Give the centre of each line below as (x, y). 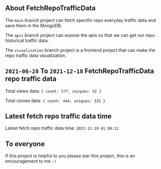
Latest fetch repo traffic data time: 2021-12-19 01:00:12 (62, 128)
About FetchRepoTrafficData (50, 8)
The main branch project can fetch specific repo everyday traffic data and (80, 20)
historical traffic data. (27, 40)
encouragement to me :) (31, 161)
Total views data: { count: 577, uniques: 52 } (53, 91)
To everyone (25, 144)
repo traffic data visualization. (36, 55)
